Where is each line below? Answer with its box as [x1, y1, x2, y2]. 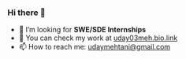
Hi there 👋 [7, 7, 46, 18]
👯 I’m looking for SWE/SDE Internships [18, 25, 147, 35]
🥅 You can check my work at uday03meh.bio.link [18, 33, 178, 42]
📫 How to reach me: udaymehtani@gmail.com [18, 42, 171, 52]
